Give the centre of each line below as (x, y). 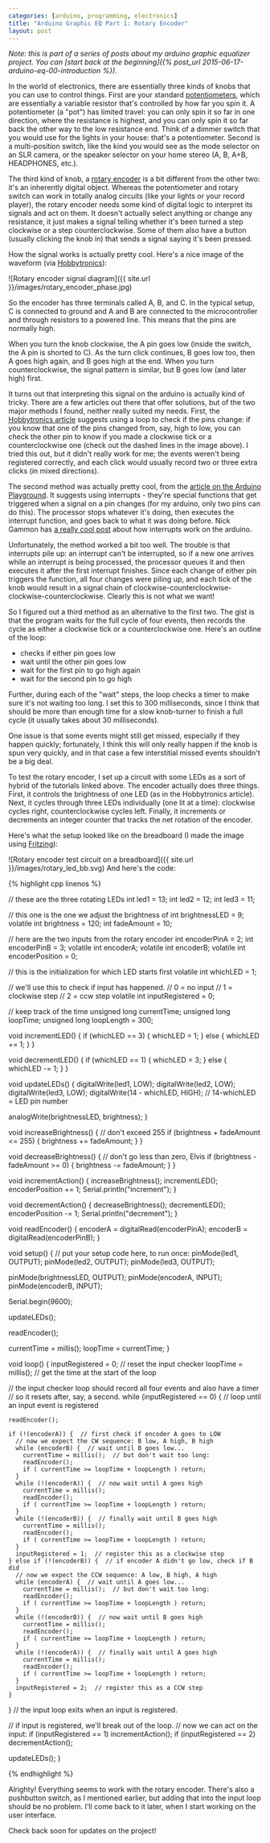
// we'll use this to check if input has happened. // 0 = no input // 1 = (121, 988)
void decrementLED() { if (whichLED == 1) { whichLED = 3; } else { (118, 1060)
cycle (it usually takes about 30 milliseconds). (84, 720)
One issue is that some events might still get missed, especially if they (124, 736)
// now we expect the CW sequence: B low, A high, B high (115, 1441)
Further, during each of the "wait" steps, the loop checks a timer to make (129, 694)
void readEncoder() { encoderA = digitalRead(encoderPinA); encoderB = (128, 1229)
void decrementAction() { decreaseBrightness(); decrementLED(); (117, 1205)
